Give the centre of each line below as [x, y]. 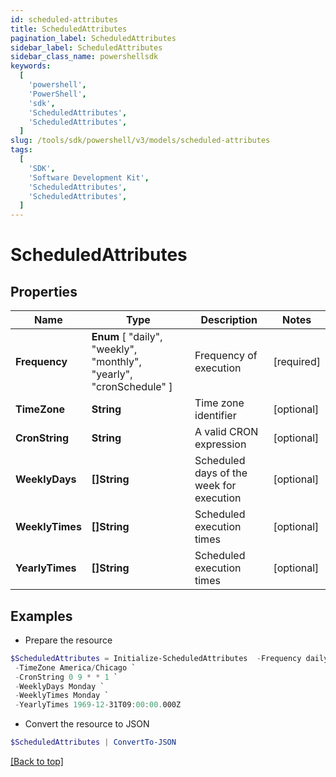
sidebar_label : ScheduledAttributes [86, 47]
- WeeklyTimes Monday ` [62, 696]
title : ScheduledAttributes [69, 29]
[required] [297, 362]
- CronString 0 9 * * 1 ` [66, 677]
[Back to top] [37, 762]
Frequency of [226, 356]
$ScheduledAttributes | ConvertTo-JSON [93, 742]
